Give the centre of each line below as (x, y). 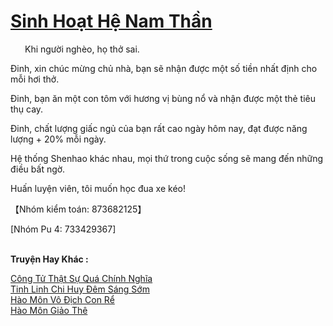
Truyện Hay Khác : (49, 259)
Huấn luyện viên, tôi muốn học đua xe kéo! (98, 188)
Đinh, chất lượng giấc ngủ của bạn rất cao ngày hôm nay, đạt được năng (159, 128)
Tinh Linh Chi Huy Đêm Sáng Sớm (80, 289)
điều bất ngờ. (38, 169)
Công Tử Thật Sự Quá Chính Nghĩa (81, 278)
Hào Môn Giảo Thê (49, 310)
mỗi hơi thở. (35, 79)
